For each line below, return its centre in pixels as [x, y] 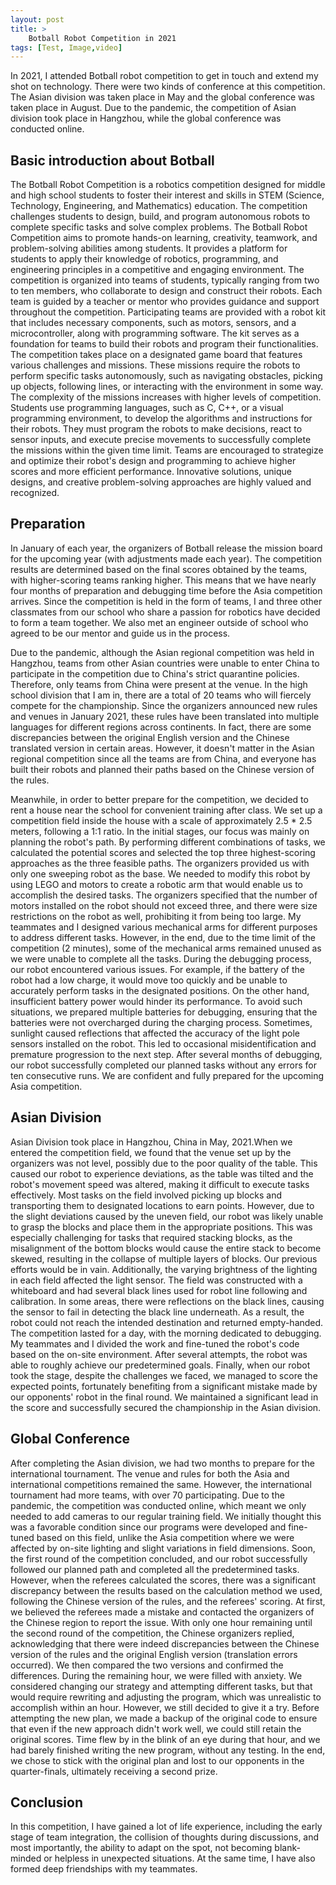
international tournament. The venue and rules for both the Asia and [150, 1473]
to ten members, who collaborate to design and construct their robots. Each [166, 291]
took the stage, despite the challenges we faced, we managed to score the [164, 1375]
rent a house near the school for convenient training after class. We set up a [166, 810]
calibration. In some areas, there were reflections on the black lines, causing [167, 1301]
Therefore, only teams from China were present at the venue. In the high [159, 684]
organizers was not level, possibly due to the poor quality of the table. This [164, 1163]
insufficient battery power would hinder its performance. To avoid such [156, 1001]
